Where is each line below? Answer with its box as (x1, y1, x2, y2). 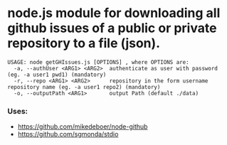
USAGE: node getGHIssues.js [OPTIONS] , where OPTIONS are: (7, 58, 190, 65)
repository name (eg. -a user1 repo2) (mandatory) (7, 83, 161, 90)
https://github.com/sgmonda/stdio (17, 130, 119, 139)
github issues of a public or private (7, 20, 217, 36)
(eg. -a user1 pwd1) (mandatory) (7, 71, 107, 78)
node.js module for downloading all (7, 5, 221, 21)
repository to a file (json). (7, 36, 161, 51)
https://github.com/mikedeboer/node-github (17, 122, 148, 131)
